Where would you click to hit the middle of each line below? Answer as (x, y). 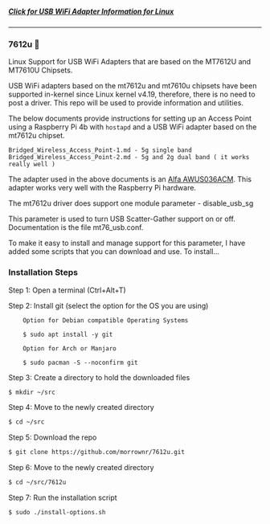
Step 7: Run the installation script (63, 497)
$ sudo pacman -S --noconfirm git (80, 362)
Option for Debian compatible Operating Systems (106, 320)
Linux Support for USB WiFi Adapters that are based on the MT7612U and (130, 62)
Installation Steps (43, 272)
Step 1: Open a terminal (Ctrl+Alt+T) (67, 290)
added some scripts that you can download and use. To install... (114, 252)
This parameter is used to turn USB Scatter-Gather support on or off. (122, 219)
